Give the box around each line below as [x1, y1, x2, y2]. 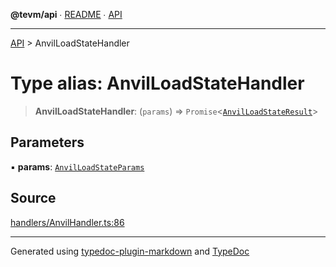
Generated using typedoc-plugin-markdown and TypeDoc [10, 245, 250, 257]
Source [10, 190, 57, 207]
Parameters [10, 134, 85, 151]
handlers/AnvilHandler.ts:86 [10, 216, 125, 228]
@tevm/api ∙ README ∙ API [10, 9, 123, 20]
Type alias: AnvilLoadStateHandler [10, 72, 305, 95]
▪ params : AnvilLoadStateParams [10, 160, 145, 173]
